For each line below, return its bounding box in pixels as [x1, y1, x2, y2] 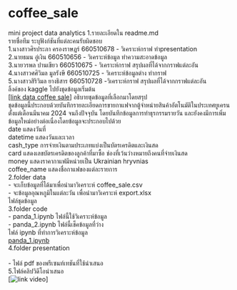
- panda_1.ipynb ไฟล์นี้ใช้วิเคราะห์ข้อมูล [8, 212, 108, 220]
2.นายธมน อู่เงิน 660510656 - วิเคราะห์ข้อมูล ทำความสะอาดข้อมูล [8, 52, 167, 61]
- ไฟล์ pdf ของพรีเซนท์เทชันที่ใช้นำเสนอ [8, 259, 104, 267]
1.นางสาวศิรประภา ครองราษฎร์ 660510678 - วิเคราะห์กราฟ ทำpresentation [8, 44, 198, 53]
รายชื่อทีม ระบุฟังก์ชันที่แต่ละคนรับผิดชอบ [8, 36, 103, 45]
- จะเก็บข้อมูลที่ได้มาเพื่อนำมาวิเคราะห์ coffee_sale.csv [8, 180, 143, 189]
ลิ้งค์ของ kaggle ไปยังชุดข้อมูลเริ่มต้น [8, 84, 96, 93]
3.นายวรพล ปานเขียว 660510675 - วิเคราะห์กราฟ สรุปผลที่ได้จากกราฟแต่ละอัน [8, 61, 198, 69]
